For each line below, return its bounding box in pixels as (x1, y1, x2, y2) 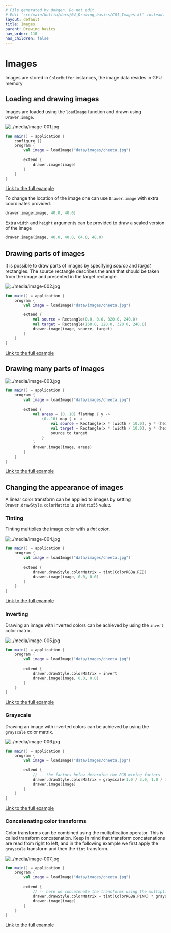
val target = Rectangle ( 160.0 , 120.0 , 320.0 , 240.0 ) (32, 322, 147, 327)
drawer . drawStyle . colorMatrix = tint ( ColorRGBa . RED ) (32, 569, 147, 575)
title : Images (5, 21, 36, 27)
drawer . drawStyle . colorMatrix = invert (32, 671, 117, 676)
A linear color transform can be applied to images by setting (5, 496, 131, 502)
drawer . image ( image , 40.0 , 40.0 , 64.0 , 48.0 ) (5, 235, 103, 240)
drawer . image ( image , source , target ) (32, 327, 113, 332)
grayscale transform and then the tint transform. (5, 845, 109, 851)
